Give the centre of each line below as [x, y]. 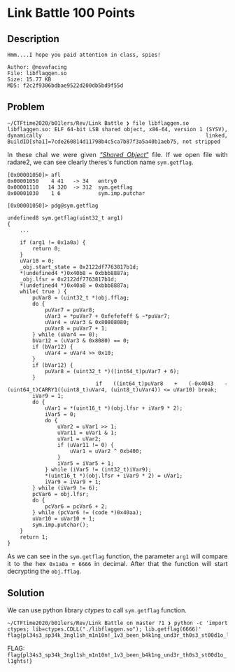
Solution [26, 593]
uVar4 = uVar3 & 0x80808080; [87, 322]
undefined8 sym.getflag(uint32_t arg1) [65, 218]
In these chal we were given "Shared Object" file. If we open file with [117, 154]
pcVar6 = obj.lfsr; [61, 494]
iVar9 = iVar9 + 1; [73, 482]
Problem [26, 107]
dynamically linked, [117, 135]
